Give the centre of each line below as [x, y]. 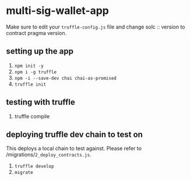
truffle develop [34, 166]
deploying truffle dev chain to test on [75, 134]
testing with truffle [41, 102]
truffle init [30, 84]
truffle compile [32, 116]
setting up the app [40, 52]
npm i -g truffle [36, 72]
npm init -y [29, 66]
